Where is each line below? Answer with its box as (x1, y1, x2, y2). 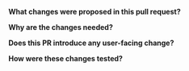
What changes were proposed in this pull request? (8, 7, 181, 16)
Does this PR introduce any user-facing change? (8, 38, 174, 48)
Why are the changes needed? (8, 23, 113, 31)
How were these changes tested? (8, 54, 124, 63)
